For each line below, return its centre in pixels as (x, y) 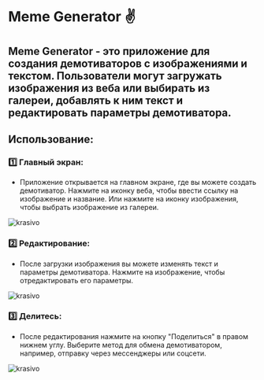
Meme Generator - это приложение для (109, 51)
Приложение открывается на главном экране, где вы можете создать (138, 183)
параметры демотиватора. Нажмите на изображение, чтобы (122, 272)
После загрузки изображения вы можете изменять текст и (119, 264)
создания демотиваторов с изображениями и (128, 63)
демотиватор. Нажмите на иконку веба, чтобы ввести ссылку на (129, 190)
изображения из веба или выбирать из (109, 88)
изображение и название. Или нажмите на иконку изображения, (129, 199)
